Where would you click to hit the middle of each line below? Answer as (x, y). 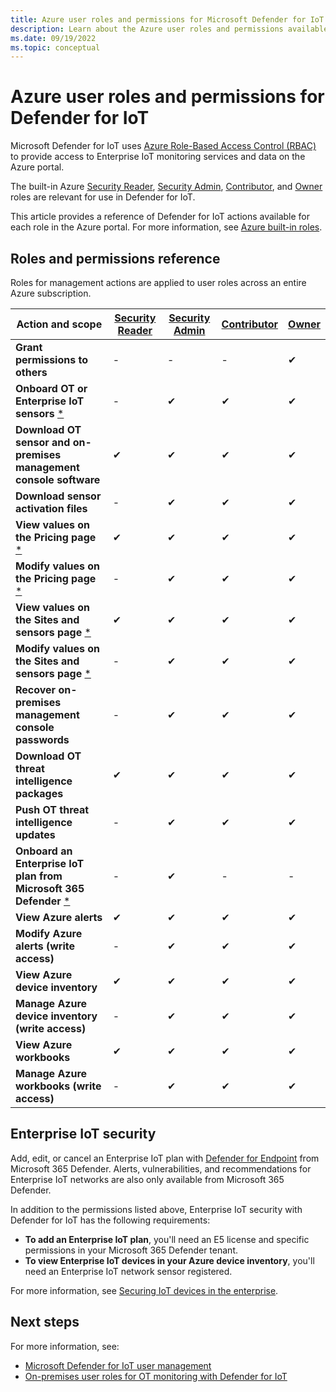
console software (58, 479)
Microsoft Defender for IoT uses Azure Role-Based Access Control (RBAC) (163, 146)
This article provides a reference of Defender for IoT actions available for (160, 217)
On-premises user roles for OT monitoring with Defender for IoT (156, 1376)
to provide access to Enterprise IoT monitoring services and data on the (158, 157)
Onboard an (44, 851)
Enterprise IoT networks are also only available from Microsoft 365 (147, 1179)
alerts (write (45, 946)
